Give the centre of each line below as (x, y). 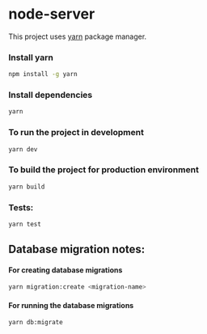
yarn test (25, 224)
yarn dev (23, 149)
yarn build (27, 187)
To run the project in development (76, 133)
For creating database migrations (65, 270)
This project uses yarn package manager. (78, 36)
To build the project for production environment (104, 170)
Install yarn (31, 57)
